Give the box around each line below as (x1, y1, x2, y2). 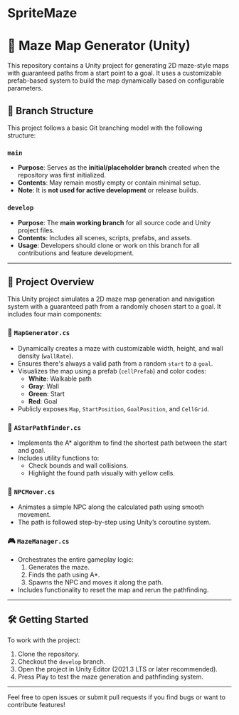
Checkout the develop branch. (17, 657, 106, 666)
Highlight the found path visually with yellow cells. (28, 468, 176, 477)
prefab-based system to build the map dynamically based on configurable (7, 76, 225, 85)
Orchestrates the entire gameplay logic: (17, 555, 134, 564)
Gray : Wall (28, 381, 59, 390)
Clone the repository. (17, 650, 80, 659)
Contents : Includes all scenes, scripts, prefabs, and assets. (17, 233, 192, 242)
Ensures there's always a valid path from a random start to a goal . (17, 359, 213, 368)
